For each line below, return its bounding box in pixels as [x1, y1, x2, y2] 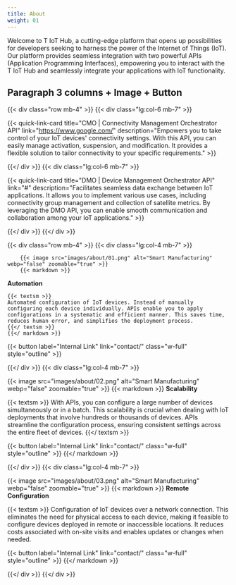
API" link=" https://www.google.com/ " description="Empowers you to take [7, 126, 222, 135]
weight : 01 [7, 17, 39, 24]
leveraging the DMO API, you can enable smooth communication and [7, 206, 208, 215]
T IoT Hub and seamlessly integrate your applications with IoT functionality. [7, 66, 225, 75]
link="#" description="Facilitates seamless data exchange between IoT [7, 184, 213, 192]
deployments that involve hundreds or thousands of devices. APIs [7, 413, 199, 421]
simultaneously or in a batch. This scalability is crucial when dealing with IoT [7, 406, 229, 414]
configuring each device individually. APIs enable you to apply [7, 305, 203, 312]
